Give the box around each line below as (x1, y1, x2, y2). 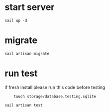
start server (4, 1, 55, 13)
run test (4, 68, 38, 79)
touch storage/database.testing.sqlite (13, 94, 97, 99)
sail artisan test (4, 102, 43, 107)
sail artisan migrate (4, 51, 50, 56)
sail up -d (4, 18, 27, 23)
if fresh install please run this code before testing (4, 84, 106, 90)
